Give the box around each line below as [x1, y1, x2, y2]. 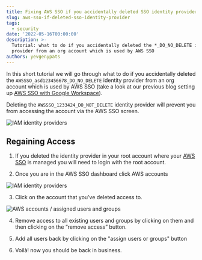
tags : [6, 20, 20, 26]
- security [11, 25, 39, 32]
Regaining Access [6, 137, 76, 147]
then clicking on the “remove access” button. [14, 223, 127, 231]
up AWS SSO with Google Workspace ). [6, 89, 103, 96]
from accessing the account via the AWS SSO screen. [6, 107, 139, 114]
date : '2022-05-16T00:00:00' [6, 31, 79, 37]
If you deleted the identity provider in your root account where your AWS [14, 152, 195, 159]
